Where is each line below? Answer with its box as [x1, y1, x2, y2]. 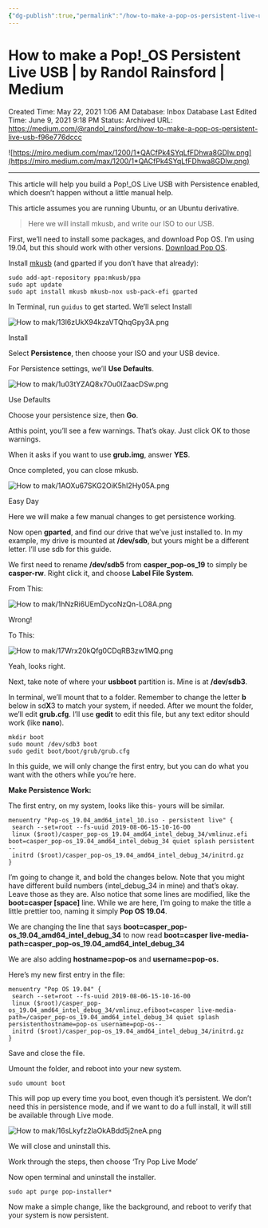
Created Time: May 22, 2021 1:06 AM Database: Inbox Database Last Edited [8, 106, 258, 116]
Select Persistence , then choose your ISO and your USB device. [8, 348, 220, 358]
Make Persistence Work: [8, 785, 92, 794]
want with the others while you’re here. [8, 770, 136, 779]
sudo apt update [8, 281, 62, 289]
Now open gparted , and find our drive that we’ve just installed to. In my [8, 527, 243, 537]
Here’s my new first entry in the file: [8, 970, 125, 979]
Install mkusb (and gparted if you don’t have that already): [8, 258, 199, 268]
